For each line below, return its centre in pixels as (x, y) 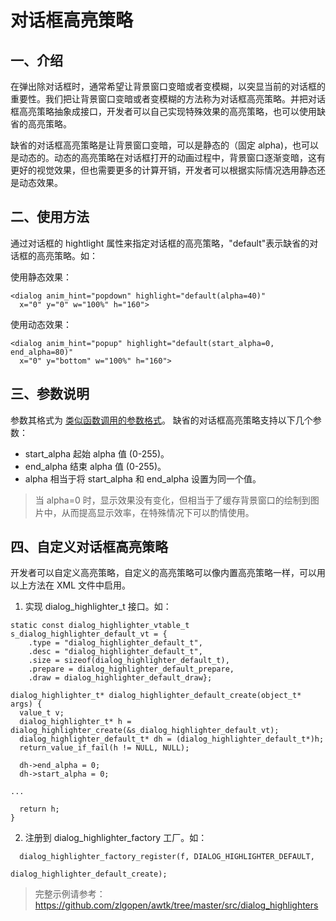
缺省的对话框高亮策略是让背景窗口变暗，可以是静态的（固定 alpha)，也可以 (165, 145)
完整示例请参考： (70, 894)
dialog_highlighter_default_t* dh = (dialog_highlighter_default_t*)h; (172, 739)
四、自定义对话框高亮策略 (89, 547)
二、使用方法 (50, 217)
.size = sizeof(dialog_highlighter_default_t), (129, 661)
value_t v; (42, 713)
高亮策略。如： (67, 255)
